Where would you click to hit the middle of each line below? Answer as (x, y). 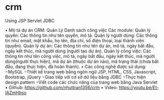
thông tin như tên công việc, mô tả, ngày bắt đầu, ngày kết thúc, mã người (80, 56)
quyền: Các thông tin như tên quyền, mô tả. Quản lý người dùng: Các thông (81, 35)
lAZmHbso (16, 93)
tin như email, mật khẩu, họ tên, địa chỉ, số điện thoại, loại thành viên (75, 40)
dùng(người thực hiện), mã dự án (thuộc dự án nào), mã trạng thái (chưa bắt (82, 61)
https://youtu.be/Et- (139, 87)
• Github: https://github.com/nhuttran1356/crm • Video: (62, 87)
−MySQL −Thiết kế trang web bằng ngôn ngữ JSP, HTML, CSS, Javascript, (81, 72)
